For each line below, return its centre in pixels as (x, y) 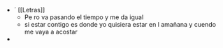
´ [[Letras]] (29, 10)
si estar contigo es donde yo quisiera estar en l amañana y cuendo (120, 24)
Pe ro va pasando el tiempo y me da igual (84, 17)
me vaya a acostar (51, 32)
